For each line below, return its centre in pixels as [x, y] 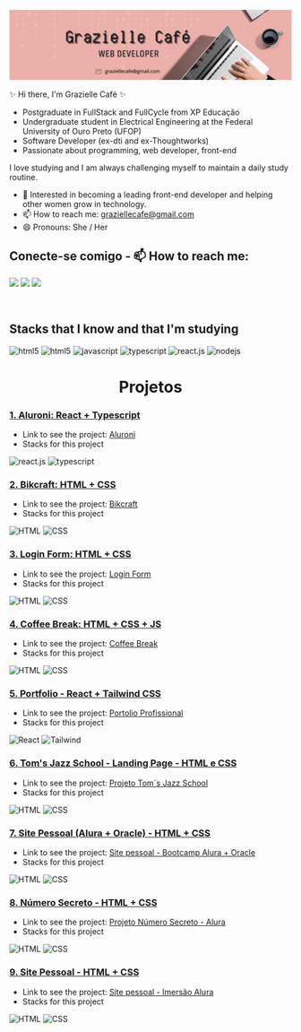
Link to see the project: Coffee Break [90, 644]
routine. [24, 178]
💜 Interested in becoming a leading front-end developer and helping [147, 195]
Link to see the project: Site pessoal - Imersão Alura [118, 992]
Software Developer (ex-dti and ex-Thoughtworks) [115, 141]
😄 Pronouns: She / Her [65, 227]
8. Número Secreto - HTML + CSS [84, 902]
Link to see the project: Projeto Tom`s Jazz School [115, 783]
